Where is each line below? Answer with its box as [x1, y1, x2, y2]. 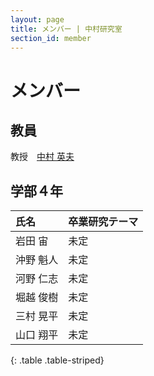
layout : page [10, 14, 65, 25]
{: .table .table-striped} [10, 354, 105, 366]
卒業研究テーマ [68, 215, 139, 229]
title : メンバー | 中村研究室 [10, 24, 123, 34]
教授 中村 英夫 [10, 151, 75, 163]
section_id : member [10, 33, 92, 43]
